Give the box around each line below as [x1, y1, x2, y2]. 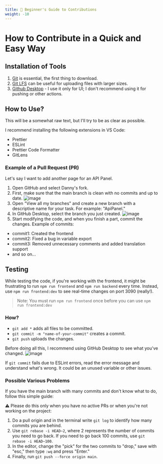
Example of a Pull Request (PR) [5, 164, 79, 171]
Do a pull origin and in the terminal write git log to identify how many [12, 417, 152, 424]
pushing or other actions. [12, 91, 63, 96]
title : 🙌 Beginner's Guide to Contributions [5, 7, 97, 12]
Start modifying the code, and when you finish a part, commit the [12, 216, 143, 222]
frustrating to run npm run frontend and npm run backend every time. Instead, [5, 283, 159, 289]
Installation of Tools [5, 62, 67, 71]
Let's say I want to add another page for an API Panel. [5, 175, 113, 181]
